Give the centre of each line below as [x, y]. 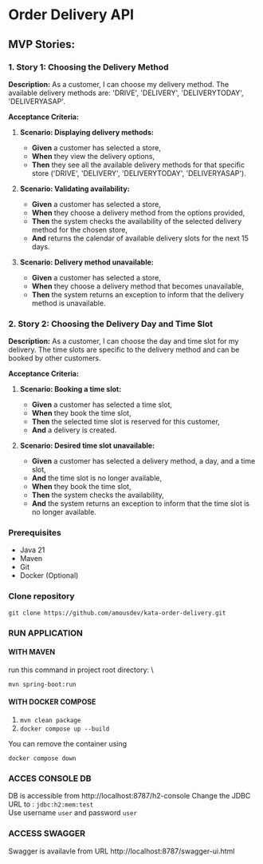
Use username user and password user [73, 813]
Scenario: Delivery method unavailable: [86, 262]
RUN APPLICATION [46, 633]
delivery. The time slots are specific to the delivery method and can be [124, 350]
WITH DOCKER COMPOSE [52, 702]
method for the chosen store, [80, 229]
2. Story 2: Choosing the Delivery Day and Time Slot [111, 324]
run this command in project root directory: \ [81, 670]
